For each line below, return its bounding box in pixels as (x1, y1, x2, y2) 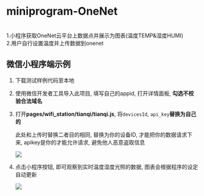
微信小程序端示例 (6, 59, 71, 70)
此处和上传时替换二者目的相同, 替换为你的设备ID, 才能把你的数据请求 (15, 130, 188, 138)
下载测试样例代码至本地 (15, 77, 75, 84)
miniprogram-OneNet (6, 4, 118, 18)
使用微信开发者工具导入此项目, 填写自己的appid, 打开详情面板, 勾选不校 (15, 89, 194, 97)
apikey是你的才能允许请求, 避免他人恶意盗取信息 (23, 138, 145, 146)
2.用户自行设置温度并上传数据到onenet (6, 39, 104, 47)
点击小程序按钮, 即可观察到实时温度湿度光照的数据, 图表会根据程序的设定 (15, 163, 199, 170)
